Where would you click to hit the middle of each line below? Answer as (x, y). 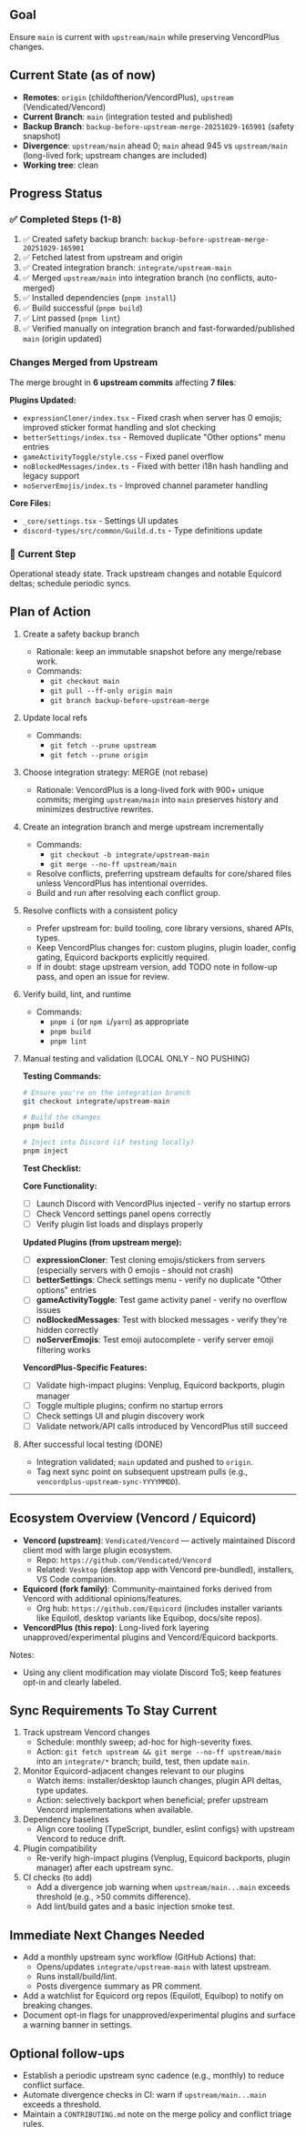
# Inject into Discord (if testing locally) (108, 1143)
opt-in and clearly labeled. (72, 1682)
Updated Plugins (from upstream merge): (102, 1243)
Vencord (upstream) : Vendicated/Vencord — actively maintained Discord (159, 1540)
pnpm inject (45, 1151)
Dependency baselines (66, 1819)
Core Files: (31, 503)
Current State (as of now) (83, 75)
